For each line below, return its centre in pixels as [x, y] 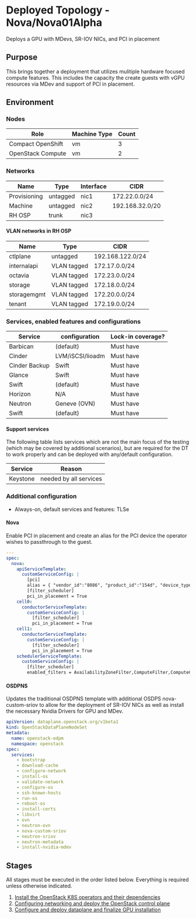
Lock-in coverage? [138, 336]
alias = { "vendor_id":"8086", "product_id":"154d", [92, 586]
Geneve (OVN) [75, 404]
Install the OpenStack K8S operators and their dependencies [87, 897]
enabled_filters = [49, 673]
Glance [19, 375]
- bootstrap [31, 760]
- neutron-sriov [36, 836]
